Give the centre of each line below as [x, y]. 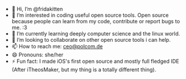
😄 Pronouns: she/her [37, 55]
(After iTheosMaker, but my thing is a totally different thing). [84, 69]
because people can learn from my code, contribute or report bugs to [96, 21]
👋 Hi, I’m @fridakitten [37, 9]
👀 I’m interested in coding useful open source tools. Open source [90, 15]
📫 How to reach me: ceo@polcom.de [57, 46]
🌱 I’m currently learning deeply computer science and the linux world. [96, 34]
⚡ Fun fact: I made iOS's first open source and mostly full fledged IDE [95, 61]
